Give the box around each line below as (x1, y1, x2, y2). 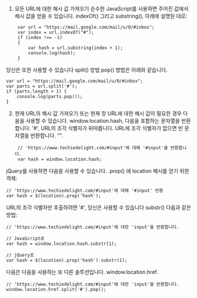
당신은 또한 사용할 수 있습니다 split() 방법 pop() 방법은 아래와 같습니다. (6, 67, 168, 73)
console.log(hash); (28, 50, 76, 56)
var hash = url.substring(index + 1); (28, 45, 123, 51)
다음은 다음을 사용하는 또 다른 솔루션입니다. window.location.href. (6, 268, 159, 276)
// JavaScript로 (6, 235, 45, 241)
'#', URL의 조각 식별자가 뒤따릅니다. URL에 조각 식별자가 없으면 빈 (32, 125, 183, 132)
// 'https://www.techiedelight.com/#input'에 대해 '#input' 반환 (6, 188, 163, 194)
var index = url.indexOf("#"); (17, 30, 94, 35)
